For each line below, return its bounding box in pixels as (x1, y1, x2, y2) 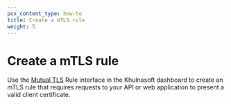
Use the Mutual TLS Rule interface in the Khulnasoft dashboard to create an (7, 76, 223, 84)
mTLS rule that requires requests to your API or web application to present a (7, 83, 224, 92)
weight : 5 (7, 23, 36, 30)
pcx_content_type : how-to (7, 10, 82, 17)
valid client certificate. (7, 91, 71, 99)
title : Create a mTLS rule (7, 17, 85, 24)
